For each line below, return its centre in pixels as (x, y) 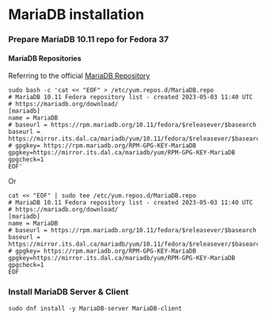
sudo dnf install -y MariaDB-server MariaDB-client (95, 308)
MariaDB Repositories (45, 58)
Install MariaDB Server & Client (68, 292)
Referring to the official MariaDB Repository (79, 76)
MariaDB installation (76, 15)
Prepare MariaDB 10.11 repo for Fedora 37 (89, 40)
